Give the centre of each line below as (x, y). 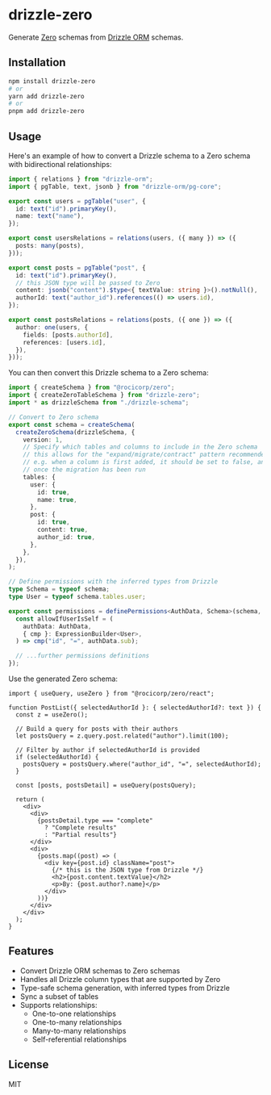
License (29, 1065)
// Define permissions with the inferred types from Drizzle (113, 582)
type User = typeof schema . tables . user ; (77, 597)
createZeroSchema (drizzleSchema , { (75, 432)
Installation (37, 63)
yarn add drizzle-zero (46, 96)
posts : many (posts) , (50, 246)
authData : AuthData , (57, 626)
